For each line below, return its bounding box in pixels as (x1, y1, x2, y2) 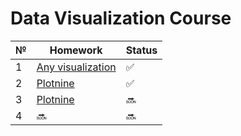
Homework (49, 43, 103, 57)
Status (125, 43, 158, 57)
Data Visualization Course (10, 7, 232, 30)
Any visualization (36, 60, 117, 74)
